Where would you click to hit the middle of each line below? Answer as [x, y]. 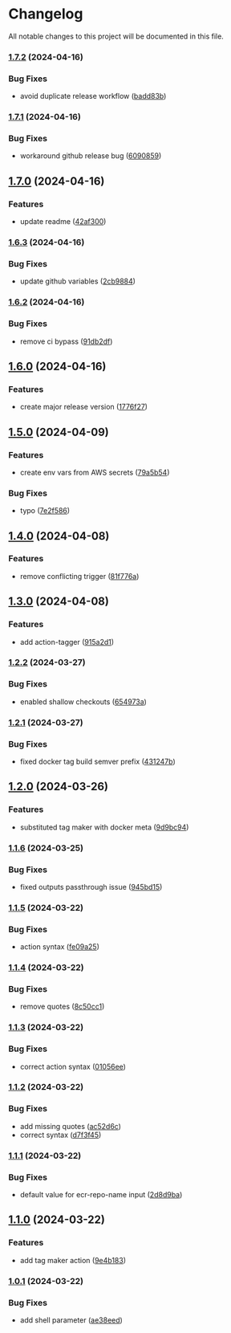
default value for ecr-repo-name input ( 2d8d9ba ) [101, 1194]
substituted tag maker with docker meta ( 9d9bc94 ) [104, 827]
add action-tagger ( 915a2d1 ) [67, 642]
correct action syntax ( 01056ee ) [73, 1066]
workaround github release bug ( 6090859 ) [91, 156]
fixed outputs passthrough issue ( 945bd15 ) [91, 887]
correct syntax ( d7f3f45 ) [61, 1135]
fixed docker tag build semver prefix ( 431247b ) [98, 761]
